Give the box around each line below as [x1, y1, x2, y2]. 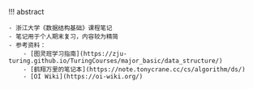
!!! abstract [8, 7, 45, 16]
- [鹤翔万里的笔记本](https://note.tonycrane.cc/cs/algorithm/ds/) [23, 66, 246, 74]
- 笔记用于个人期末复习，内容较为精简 [8, 32, 119, 40]
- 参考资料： [8, 41, 46, 49]
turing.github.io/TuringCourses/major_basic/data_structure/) [8, 57, 223, 65]
